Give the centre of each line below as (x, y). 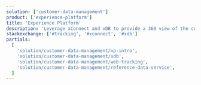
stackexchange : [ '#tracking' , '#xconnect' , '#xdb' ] (72, 34)
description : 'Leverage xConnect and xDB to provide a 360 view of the (97, 28)
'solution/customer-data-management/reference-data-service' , (96, 67)
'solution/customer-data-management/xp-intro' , (77, 51)
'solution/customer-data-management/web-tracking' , (83, 62)
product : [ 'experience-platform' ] (49, 17)
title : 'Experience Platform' (44, 23)
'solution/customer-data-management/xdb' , (71, 56)
